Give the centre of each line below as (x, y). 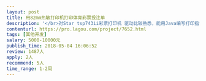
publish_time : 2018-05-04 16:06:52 (52, 46)
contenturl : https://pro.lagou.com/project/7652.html (77, 29)
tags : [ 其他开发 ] (27, 35)
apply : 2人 (20, 57)
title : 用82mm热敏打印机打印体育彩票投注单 (56, 18)
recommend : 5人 (25, 63)
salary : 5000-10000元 (33, 40)
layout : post (23, 12)
